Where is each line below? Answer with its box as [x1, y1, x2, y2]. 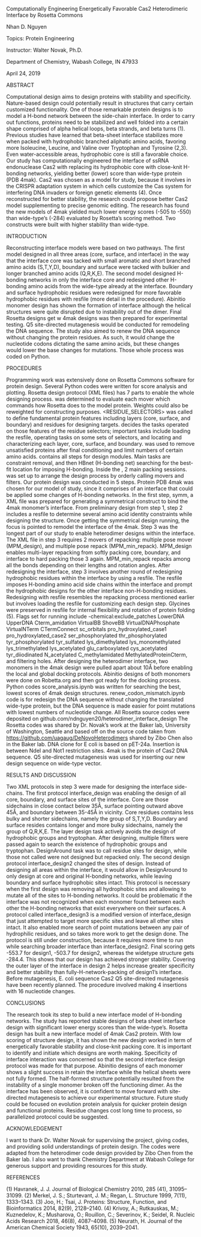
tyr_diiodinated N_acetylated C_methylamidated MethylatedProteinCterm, [6, 651, 188, 658]
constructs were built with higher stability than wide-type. [6, 221, 149, 228]
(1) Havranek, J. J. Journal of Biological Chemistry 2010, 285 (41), [6, 1185, 168, 1192]
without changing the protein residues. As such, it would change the [6, 334, 175, 341]
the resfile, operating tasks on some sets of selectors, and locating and [6, 434, 182, 441]
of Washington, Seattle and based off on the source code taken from [6, 728, 176, 735]
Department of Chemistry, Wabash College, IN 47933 [6, 58, 139, 65]
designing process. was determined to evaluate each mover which [6, 395, 171, 403]
